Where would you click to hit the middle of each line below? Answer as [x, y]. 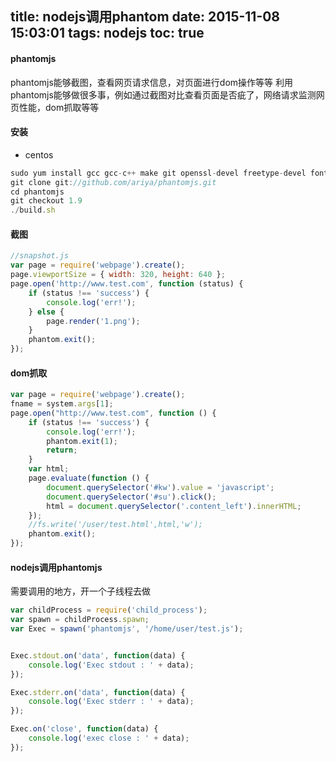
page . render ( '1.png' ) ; [93, 321]
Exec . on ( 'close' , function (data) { [84, 729]
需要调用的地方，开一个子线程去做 [80, 591]
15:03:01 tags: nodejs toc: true [107, 33]
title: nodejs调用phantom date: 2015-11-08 [145, 17]
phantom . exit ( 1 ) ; [82, 441]
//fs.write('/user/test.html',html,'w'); [115, 525]
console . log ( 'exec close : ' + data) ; [109, 738]
